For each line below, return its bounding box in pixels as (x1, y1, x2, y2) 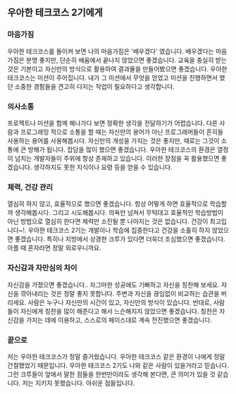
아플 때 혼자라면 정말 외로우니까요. (7, 244, 101, 252)
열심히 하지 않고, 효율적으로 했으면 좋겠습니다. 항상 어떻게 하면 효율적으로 (7, 199, 209, 208)
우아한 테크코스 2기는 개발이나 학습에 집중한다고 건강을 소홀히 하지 (27, 226, 211, 235)
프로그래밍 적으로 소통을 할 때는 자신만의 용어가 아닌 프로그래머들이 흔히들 (20, 128, 224, 136)
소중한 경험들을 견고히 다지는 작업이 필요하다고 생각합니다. (14, 82, 175, 90)
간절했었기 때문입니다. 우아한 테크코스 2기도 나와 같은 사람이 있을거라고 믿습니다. (7, 361, 229, 369)
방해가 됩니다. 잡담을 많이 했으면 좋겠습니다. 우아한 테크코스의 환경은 (27, 145, 216, 154)
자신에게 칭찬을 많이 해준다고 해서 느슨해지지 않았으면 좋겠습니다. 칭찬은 (20, 307, 218, 315)
